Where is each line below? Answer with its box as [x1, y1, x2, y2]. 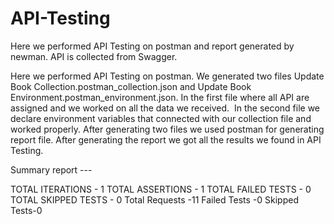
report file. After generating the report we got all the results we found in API [10, 133, 322, 146]
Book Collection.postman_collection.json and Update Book [10, 80, 252, 92]
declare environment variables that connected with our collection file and [10, 112, 312, 124]
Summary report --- [10, 163, 93, 176]
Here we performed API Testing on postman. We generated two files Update [10, 70, 325, 82]
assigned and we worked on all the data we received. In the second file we [10, 102, 321, 114]
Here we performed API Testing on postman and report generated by [10, 40, 295, 52]
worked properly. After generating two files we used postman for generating [10, 123, 325, 135]
